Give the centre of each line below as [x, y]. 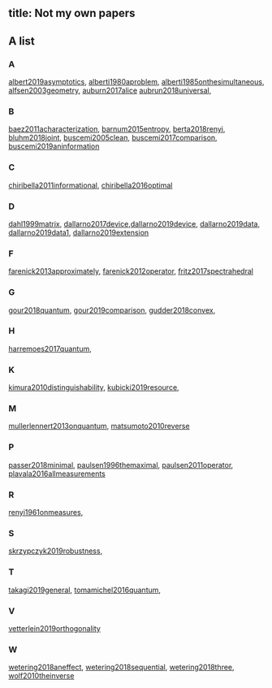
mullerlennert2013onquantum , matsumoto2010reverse [99, 426]
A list [22, 41]
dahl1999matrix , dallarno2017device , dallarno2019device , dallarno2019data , [134, 223]
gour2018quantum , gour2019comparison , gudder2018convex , [112, 310]
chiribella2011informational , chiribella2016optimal [91, 185]
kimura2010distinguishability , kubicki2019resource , [94, 387]
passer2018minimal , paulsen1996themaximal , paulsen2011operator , [121, 465]
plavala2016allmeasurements [57, 474]
